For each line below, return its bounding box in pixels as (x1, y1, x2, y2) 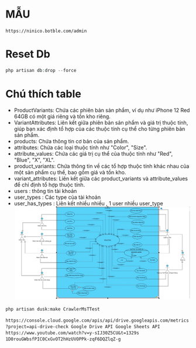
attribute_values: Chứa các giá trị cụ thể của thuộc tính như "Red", (13, 150, 173, 157)
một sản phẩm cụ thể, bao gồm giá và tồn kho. (13, 168, 126, 175)
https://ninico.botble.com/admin (5, 28, 87, 34)
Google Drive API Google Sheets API (70, 324, 160, 330)
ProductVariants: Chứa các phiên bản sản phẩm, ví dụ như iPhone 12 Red (13, 106, 190, 113)
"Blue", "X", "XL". (13, 156, 55, 163)
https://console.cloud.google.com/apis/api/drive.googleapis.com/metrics (5, 318, 190, 323)
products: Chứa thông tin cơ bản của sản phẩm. (13, 137, 129, 144)
